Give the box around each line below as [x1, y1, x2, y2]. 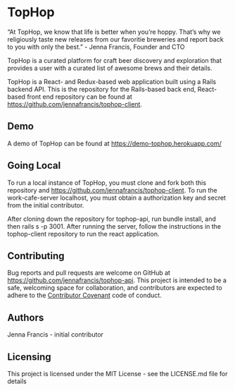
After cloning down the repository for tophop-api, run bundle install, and [7, 215, 217, 223]
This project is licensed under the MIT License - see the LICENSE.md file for [7, 370, 228, 378]
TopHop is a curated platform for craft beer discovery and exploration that [7, 56, 222, 64]
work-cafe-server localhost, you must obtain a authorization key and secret [7, 193, 227, 202]
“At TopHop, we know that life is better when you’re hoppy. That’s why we [7, 28, 221, 36]
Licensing [7, 351, 51, 363]
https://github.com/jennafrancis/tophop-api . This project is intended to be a [7, 276, 227, 284]
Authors [7, 311, 44, 323]
